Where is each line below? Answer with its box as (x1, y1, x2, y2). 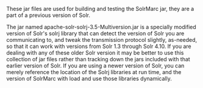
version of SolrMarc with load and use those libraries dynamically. (6, 75, 172, 82)
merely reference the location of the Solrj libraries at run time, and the (6, 69, 182, 75)
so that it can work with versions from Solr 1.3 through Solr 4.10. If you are (6, 42, 191, 50)
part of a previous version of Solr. (6, 12, 90, 19)
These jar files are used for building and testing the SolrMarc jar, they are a (6, 5, 194, 12)
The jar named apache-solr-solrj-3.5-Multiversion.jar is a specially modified (6, 24, 196, 30)
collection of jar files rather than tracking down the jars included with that (6, 56, 190, 63)
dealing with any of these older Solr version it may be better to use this (6, 49, 184, 56)
